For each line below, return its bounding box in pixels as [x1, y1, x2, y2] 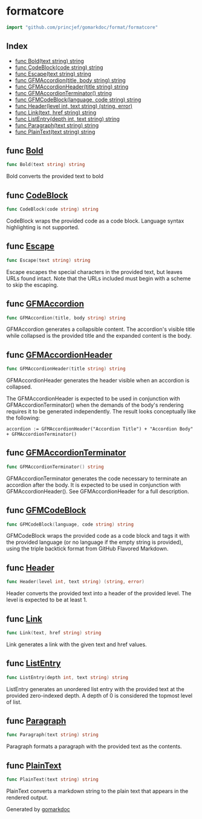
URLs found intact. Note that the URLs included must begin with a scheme [6, 275, 191, 282]
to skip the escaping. [6, 281, 59, 289]
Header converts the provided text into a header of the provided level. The [6, 590, 192, 597]
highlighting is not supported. [6, 224, 80, 231]
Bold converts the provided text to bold [6, 173, 104, 180]
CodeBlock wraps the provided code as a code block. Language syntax [6, 217, 184, 224]
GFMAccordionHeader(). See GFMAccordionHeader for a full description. [6, 487, 189, 495]
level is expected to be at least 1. [6, 596, 88, 604]
